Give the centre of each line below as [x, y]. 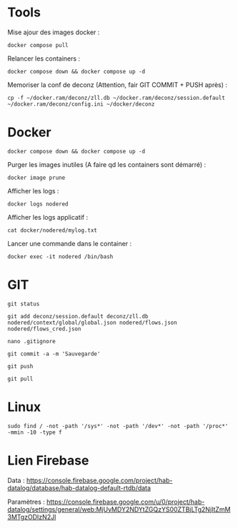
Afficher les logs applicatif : [48, 217]
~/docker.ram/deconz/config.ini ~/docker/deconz [81, 104]
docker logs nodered [38, 204]
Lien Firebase [48, 460]
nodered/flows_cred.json [44, 329]
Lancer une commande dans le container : [70, 243]
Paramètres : [26, 502]
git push [20, 366]
